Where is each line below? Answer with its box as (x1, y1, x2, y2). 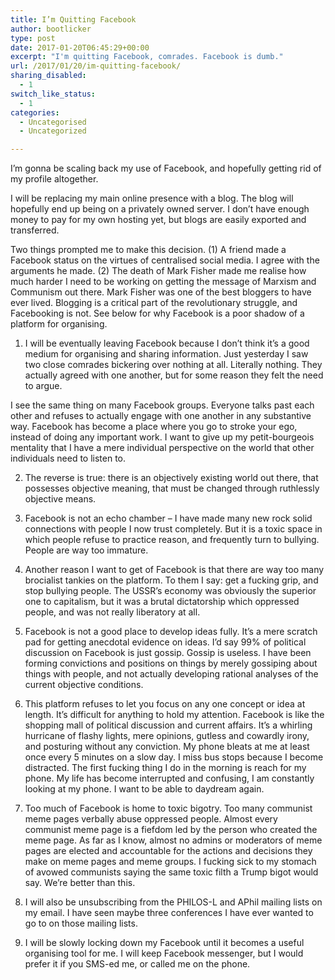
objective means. (24, 493, 97, 505)
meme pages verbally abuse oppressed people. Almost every (24, 813, 278, 825)
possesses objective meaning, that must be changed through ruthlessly (24, 482, 320, 495)
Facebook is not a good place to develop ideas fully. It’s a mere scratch (24, 626, 318, 638)
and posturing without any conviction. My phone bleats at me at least (24, 741, 310, 753)
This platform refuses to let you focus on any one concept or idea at (24, 698, 306, 710)
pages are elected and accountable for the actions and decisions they (24, 845, 313, 857)
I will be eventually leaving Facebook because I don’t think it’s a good (24, 337, 310, 350)
